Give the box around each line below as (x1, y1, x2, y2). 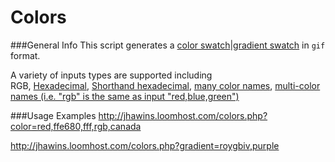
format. (10, 49, 41, 61)
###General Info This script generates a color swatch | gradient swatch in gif (10, 39, 326, 51)
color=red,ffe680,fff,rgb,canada (10, 120, 142, 132)
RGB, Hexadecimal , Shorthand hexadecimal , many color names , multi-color (10, 79, 321, 91)
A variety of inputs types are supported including (10, 69, 213, 81)
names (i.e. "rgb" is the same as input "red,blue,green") (10, 90, 240, 102)
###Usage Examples (10, 109, 97, 121)
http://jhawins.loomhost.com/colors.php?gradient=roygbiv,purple (10, 139, 280, 151)
